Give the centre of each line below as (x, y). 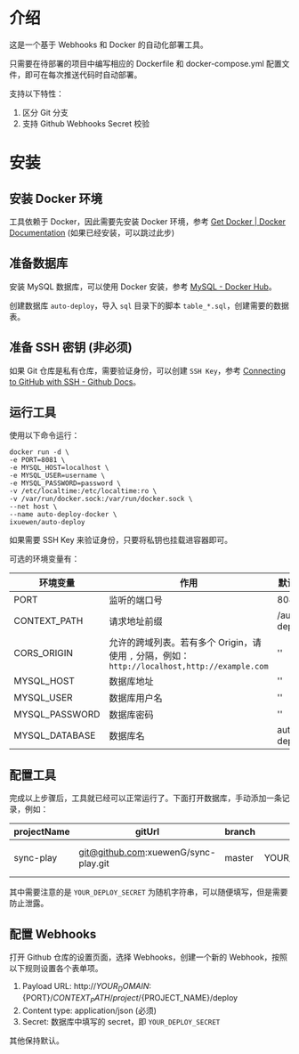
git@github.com (112, 853)
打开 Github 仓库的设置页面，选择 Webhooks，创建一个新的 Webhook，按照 (148, 957)
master (239, 858)
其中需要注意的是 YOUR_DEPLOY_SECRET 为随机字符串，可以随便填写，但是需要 (149, 892)
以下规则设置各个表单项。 (56, 968)
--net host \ (33, 507)
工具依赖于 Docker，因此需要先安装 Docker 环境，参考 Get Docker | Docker (148, 221)
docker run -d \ (39, 452)
